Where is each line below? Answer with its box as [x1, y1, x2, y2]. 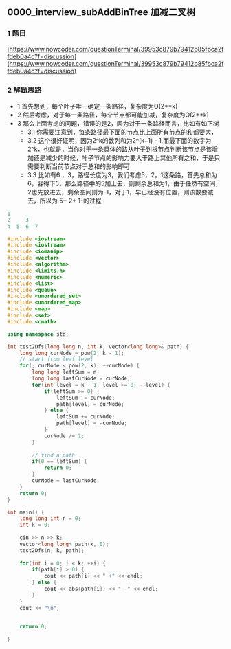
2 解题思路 [7, 85, 42, 95]
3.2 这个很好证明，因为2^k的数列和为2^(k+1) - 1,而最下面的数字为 [27, 136, 212, 144]
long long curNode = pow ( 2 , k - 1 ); [19, 350, 125, 356]
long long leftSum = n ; [32, 369, 100, 376]
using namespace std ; [7, 330, 69, 338]
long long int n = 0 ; [19, 515, 81, 522]
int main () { [7, 509, 45, 516]
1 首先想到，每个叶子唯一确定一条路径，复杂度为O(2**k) [16, 102, 178, 110]
